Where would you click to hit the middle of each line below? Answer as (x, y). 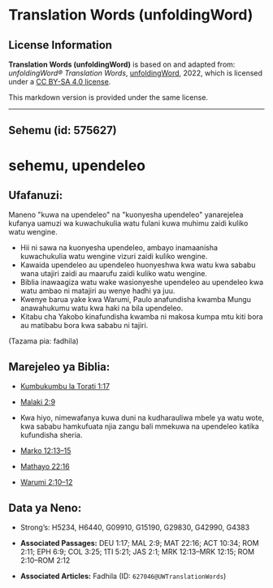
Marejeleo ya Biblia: (59, 367)
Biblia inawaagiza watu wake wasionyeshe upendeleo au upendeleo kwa (142, 283)
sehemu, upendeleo (77, 165)
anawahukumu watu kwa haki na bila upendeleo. (102, 308)
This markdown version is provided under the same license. (108, 97)
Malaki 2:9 (37, 402)
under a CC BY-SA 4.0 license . (60, 82)
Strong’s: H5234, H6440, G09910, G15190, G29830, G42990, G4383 (135, 527)
